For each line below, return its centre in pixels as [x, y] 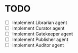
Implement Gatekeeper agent [43, 34]
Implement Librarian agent [40, 22]
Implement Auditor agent [38, 45]
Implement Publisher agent [40, 39]
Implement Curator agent [38, 28]
